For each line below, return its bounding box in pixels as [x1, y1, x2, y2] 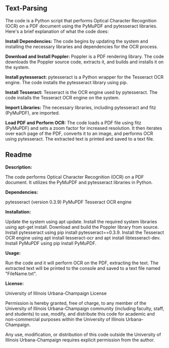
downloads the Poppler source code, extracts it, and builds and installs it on [5, 58, 164, 65]
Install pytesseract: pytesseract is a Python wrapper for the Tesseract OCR [5, 74, 164, 80]
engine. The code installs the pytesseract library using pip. [5, 79, 128, 85]
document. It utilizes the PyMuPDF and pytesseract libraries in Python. [5, 179, 153, 185]
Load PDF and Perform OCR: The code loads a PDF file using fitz [5, 119, 142, 126]
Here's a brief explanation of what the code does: [5, 28, 109, 34]
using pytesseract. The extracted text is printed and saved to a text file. [5, 135, 155, 142]
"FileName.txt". [5, 270, 37, 276]
